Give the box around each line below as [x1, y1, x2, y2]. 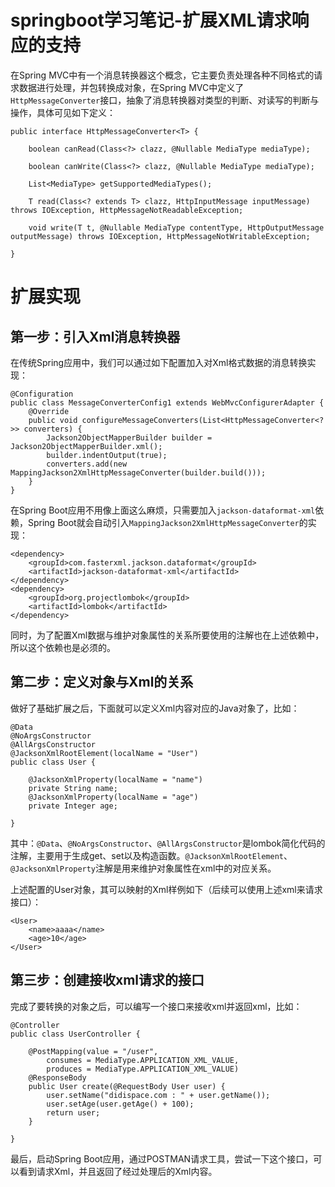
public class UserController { [10, 1029, 141, 1039]
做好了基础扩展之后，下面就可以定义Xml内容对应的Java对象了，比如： [10, 702, 300, 714]
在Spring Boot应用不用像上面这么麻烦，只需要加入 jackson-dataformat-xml [10, 504, 316, 516]
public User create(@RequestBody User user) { [28, 1081, 226, 1091]
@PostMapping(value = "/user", [28, 1046, 159, 1056]
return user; [46, 1107, 101, 1118]
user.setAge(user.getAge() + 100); [46, 1099, 195, 1109]
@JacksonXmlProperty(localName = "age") [28, 792, 199, 802]
